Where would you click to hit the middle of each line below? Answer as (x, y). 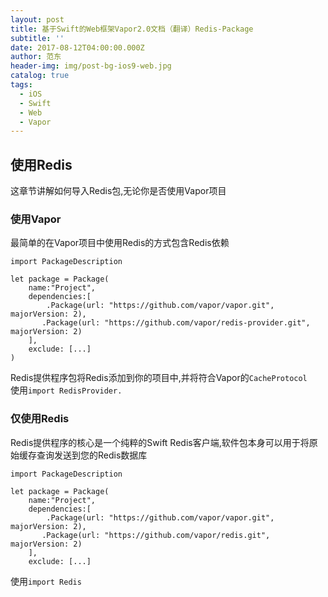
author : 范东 (36, 57)
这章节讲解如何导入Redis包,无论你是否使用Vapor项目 (118, 191)
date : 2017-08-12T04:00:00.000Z (77, 47)
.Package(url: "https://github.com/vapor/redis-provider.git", (176, 323)
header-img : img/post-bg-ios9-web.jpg (91, 66)
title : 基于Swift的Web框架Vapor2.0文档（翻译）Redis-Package (132, 29)
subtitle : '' (37, 38)
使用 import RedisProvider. (66, 390)
